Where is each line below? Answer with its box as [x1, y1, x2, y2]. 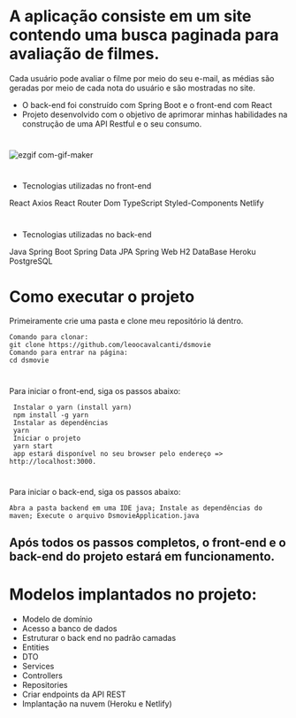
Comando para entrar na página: [9, 348, 128, 358]
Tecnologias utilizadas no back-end [21, 228, 152, 240]
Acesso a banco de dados [21, 623, 118, 634]
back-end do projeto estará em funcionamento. [9, 549, 276, 564]
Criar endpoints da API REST [21, 689, 126, 700]
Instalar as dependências [12, 418, 109, 427]
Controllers [21, 670, 64, 681]
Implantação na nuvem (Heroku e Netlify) [21, 699, 172, 709]
